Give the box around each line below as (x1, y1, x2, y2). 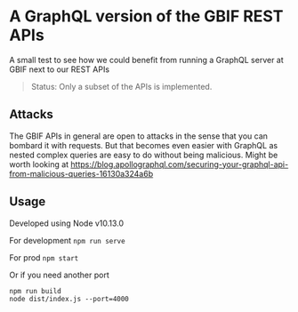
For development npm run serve (9, 235, 126, 245)
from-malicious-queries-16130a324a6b (9, 168, 154, 179)
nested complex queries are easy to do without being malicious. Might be (9, 149, 278, 160)
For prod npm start (9, 252, 79, 263)
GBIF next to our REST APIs (9, 64, 109, 75)
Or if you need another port (9, 269, 109, 280)
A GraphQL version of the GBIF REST (9, 6, 284, 27)
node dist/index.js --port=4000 (9, 294, 129, 303)
